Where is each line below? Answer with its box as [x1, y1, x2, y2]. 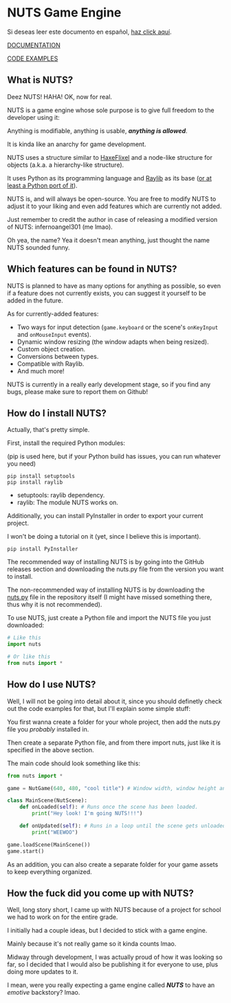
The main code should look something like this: [7, 759, 141, 767]
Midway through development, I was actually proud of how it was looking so [7, 953, 223, 962]
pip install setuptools [7, 473, 76, 480]
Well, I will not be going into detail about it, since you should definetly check [7, 697, 222, 705]
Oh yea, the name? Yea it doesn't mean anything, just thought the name [7, 236, 210, 244]
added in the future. [7, 296, 63, 304]
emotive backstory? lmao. [7, 989, 80, 997]
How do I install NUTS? [7, 407, 107, 419]
